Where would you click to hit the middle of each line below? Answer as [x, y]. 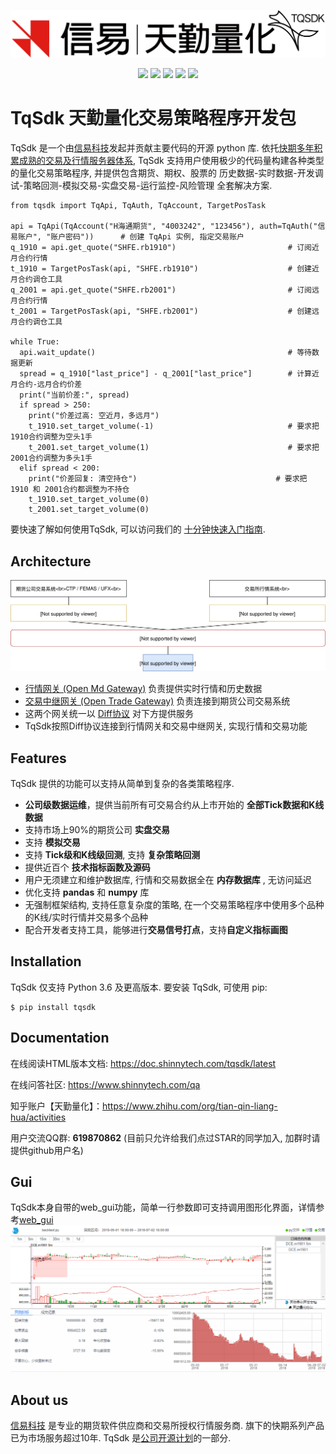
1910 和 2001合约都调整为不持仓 [70, 490]
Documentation [60, 1038]
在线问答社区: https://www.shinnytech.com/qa [105, 1084]
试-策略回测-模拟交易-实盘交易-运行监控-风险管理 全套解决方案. [141, 186]
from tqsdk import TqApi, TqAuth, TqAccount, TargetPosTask [138, 206]
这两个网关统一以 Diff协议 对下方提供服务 [109, 714]
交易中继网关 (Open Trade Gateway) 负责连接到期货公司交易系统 [157, 701]
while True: [35, 342]
